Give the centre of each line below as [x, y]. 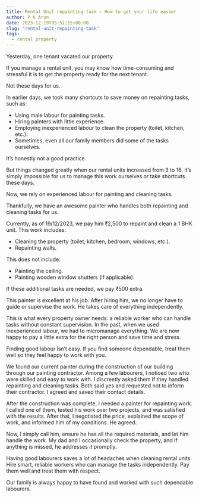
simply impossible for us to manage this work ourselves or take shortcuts [96, 176]
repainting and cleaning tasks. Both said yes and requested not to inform [95, 386]
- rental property [34, 39]
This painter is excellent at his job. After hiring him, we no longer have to [94, 300]
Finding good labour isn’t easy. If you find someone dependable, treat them [98, 349]
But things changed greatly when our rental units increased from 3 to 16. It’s [99, 170]
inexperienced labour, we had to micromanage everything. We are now [93, 331]
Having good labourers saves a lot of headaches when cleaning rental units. [99, 458]
